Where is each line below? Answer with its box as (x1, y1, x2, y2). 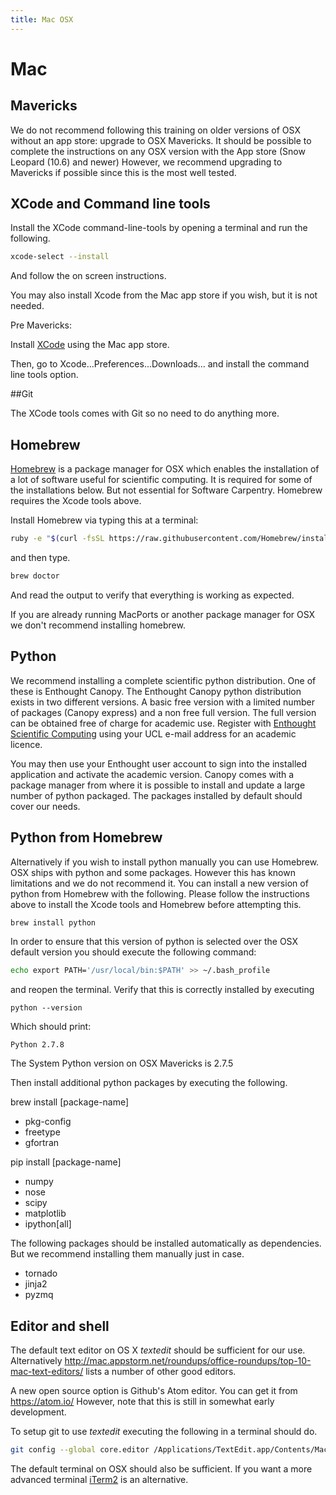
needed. (10, 300, 45, 312)
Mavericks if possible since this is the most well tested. (10, 166, 237, 178)
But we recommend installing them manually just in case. (10, 1248, 245, 1260)
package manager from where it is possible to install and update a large (10, 779, 306, 791)
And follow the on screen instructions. (10, 270, 167, 282)
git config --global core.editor (10, 1445, 150, 1455)
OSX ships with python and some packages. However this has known (10, 866, 296, 878)
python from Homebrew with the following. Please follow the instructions (10, 887, 310, 900)
